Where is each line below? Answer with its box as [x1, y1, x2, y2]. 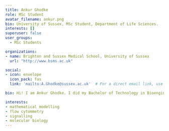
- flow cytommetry [5, 109, 44, 114]
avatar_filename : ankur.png [5, 17, 64, 22]
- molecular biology [5, 118, 49, 123]
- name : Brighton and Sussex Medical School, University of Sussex [5, 54, 150, 59]
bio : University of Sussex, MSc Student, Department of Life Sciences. [5, 21, 158, 27]
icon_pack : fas [10, 77, 42, 82]
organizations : [5, 49, 37, 54]
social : [5, 67, 22, 73]
